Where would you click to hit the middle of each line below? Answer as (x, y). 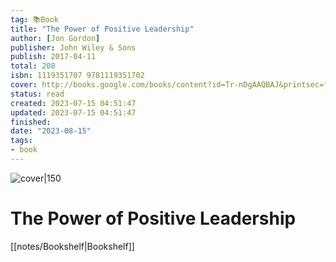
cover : (24, 85)
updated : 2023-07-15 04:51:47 (73, 112)
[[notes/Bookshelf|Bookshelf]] (72, 246)
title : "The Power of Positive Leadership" (102, 29)
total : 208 (33, 66)
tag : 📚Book (34, 19)
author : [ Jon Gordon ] (55, 38)
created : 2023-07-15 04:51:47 (73, 103)
